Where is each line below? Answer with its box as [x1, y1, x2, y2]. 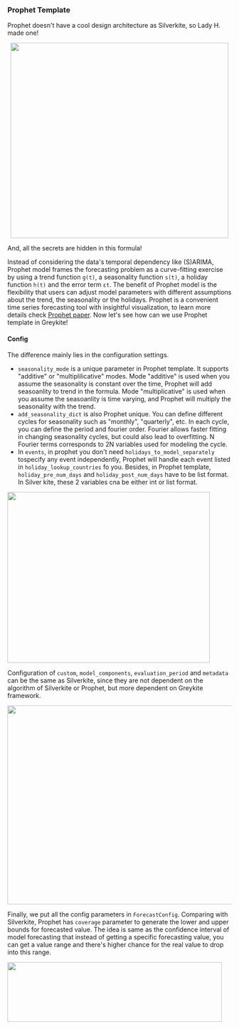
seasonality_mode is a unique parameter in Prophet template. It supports [17, 364, 229, 373]
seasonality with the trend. [17, 402, 96, 411]
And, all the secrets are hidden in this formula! [7, 244, 142, 253]
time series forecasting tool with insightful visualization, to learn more [7, 303, 211, 312]
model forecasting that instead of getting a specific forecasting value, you [7, 932, 224, 941]
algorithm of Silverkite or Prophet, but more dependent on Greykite [7, 683, 203, 692]
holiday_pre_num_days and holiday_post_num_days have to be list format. [17, 470, 229, 478]
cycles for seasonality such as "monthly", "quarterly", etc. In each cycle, [17, 417, 230, 426]
